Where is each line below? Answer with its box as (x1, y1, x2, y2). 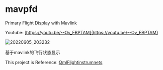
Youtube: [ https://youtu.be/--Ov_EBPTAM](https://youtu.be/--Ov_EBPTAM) (5, 29, 158, 35)
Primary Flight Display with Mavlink (5, 20, 77, 26)
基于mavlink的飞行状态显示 (5, 49, 61, 55)
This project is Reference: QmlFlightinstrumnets (5, 59, 103, 65)
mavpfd (5, 3, 38, 15)
